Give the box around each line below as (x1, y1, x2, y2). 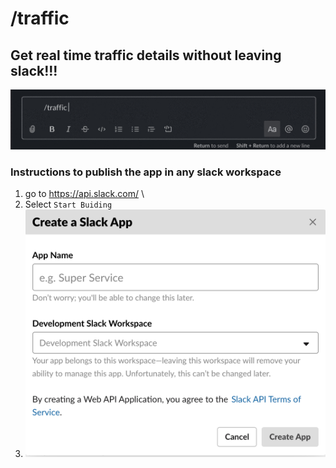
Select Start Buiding (24, 198, 113, 211)
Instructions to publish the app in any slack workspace (10, 165, 282, 179)
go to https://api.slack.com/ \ (24, 188, 145, 200)
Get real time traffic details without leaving (10, 47, 282, 64)
